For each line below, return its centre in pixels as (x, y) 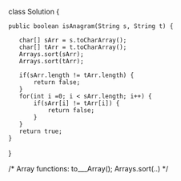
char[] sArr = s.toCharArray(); (73, 40)
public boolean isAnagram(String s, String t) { (91, 26)
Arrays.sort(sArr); (51, 54)
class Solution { (34, 12)
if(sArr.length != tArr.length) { (76, 75)
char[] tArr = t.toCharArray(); (73, 47)
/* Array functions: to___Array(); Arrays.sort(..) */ (88, 169)
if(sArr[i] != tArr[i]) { (76, 103)
